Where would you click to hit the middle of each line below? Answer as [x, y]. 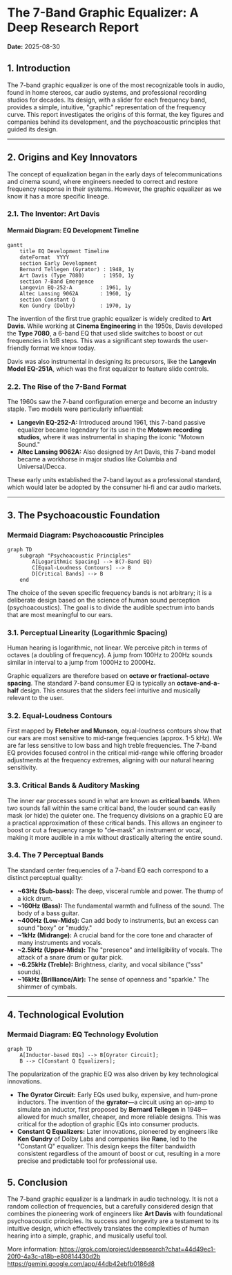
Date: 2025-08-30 [34, 46]
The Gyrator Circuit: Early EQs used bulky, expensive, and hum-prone [117, 1094]
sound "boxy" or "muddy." [55, 928]
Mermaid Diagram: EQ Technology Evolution [83, 1034]
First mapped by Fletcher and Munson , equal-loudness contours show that [115, 731]
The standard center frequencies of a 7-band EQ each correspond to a [108, 870]
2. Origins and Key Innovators [72, 157]
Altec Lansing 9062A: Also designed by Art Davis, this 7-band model [116, 452]
